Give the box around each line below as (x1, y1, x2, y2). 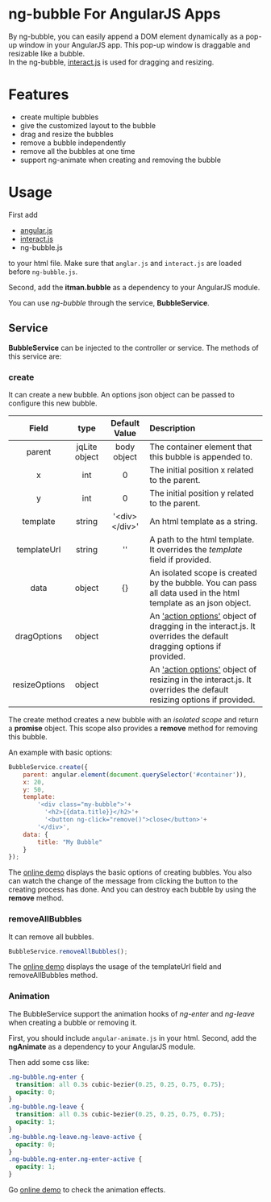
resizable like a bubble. (8, 48, 85, 58)
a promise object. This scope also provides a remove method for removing (8, 723, 258, 733)
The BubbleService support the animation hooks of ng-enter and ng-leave (8, 1009, 256, 1018)
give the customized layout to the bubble (19, 120, 156, 130)
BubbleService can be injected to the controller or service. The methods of (8, 343, 260, 352)
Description (148, 422, 196, 434)
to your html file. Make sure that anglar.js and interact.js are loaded (8, 258, 242, 268)
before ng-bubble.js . (8, 267, 78, 277)
